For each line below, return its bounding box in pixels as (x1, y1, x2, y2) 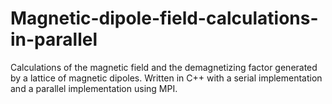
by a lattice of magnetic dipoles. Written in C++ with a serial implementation (10, 72, 323, 84)
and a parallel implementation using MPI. (10, 82, 178, 94)
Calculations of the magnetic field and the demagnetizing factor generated (10, 61, 318, 73)
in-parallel (10, 28, 98, 51)
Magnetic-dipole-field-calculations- (10, 7, 319, 30)
